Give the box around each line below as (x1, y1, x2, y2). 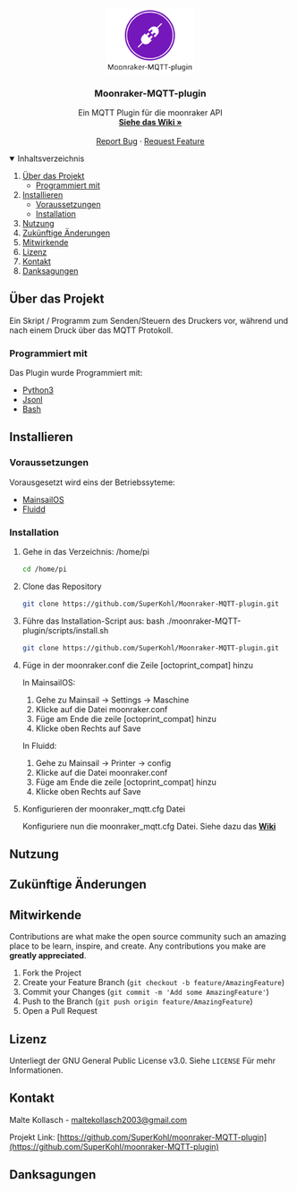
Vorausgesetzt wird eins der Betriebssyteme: (9, 477, 176, 488)
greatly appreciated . (9, 950, 87, 961)
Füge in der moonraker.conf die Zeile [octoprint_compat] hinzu (21, 659, 253, 670)
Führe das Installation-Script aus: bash (21, 616, 165, 626)
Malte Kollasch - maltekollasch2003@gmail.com (9, 1114, 188, 1125)
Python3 (21, 385, 54, 396)
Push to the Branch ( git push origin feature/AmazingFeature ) (21, 996, 253, 1007)
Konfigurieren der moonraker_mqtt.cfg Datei (21, 804, 186, 814)
